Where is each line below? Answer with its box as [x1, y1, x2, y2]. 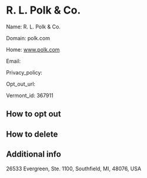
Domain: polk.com [6, 34, 50, 41]
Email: [6, 57, 21, 64]
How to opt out [6, 109, 61, 119]
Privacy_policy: [6, 69, 43, 76]
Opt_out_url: [6, 80, 36, 88]
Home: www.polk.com [6, 46, 60, 53]
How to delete [6, 129, 58, 139]
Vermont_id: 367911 [6, 92, 54, 99]
